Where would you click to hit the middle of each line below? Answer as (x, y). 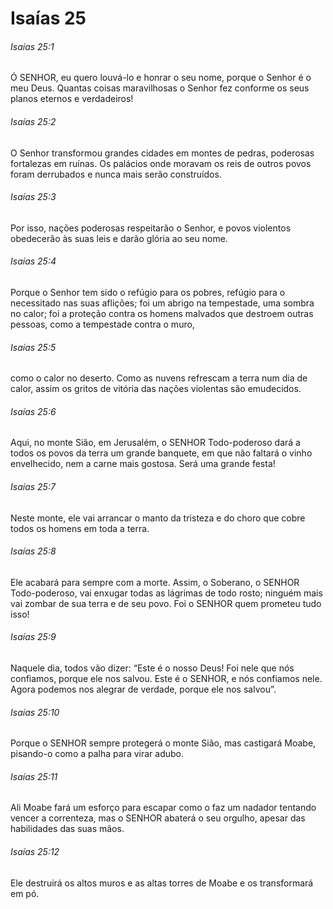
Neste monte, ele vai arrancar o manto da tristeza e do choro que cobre (158, 518)
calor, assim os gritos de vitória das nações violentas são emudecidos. (156, 389)
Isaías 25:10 (35, 712)
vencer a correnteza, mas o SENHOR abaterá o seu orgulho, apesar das (158, 818)
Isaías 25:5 (33, 347)
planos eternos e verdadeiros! (72, 99)
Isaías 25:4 (33, 261)
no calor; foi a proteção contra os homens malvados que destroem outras (162, 313)
